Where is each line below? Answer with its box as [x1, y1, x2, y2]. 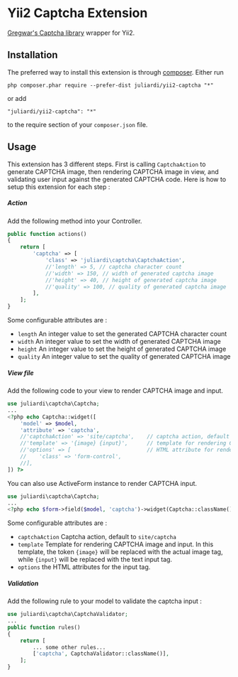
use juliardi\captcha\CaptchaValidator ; [7, 611, 129, 618]
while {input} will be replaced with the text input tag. [17, 556, 172, 564]
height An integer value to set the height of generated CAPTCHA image [17, 345, 227, 353]
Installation [7, 49, 58, 61]
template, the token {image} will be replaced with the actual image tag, [17, 548, 223, 556]
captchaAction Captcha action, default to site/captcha [17, 533, 177, 541]
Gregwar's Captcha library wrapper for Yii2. [7, 28, 135, 37]
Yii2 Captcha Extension [7, 5, 148, 21]
